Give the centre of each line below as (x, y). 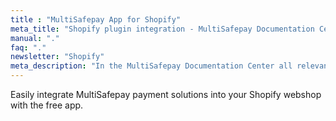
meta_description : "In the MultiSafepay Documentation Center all (151, 66)
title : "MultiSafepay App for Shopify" (96, 19)
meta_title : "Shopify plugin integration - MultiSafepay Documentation (162, 29)
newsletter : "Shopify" (57, 57)
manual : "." (35, 38)
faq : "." (28, 47)
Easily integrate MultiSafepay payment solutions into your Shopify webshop (166, 94)
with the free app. (47, 105)
